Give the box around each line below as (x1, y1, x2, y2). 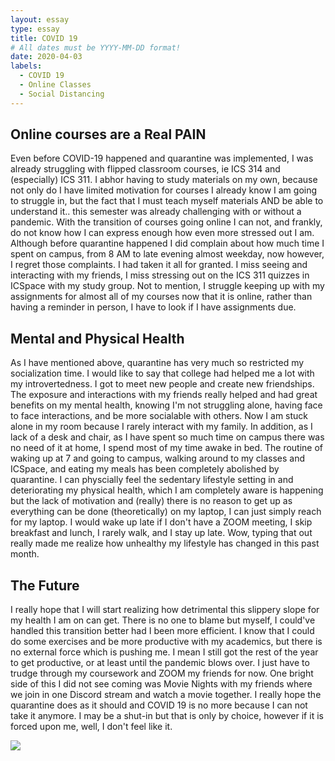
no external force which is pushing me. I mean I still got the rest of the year (10, 646, 319, 658)
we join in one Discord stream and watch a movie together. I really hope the (10, 689, 322, 701)
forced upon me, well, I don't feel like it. (10, 721, 173, 733)
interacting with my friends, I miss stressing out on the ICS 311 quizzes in (10, 269, 310, 281)
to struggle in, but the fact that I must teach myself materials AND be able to (10, 195, 324, 207)
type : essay (10, 24, 60, 34)
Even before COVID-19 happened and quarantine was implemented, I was (10, 152, 314, 165)
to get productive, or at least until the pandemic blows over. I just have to (10, 657, 310, 669)
